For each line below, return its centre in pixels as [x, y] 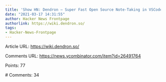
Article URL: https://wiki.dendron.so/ [42, 46]
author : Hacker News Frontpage [37, 19]
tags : [11, 28]
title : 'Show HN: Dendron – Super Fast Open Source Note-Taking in [76, 10]
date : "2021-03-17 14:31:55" [35, 14]
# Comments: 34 [22, 75]
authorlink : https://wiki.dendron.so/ [45, 23]
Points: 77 [15, 65]
